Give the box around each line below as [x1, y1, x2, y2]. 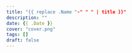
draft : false [6, 37, 40, 43]
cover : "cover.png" [6, 26, 56, 32]
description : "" [6, 15, 47, 21]
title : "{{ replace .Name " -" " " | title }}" [6, 9, 127, 15]
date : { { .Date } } [6, 20, 53, 26]
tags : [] [6, 32, 29, 38]
